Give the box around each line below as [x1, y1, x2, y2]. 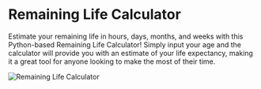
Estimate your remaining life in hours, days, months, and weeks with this [8, 32, 244, 41]
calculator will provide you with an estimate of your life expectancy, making [8, 48, 253, 57]
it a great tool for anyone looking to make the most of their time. [8, 57, 216, 66]
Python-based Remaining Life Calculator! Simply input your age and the [8, 39, 241, 49]
